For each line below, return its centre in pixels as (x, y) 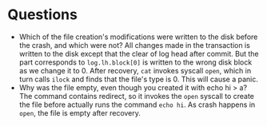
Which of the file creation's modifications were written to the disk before (138, 37)
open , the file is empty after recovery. (80, 112)
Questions (42, 15)
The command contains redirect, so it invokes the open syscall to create (137, 96)
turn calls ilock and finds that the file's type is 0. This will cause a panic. (139, 79)
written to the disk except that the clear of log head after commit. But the (139, 53)
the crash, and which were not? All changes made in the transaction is (135, 45)
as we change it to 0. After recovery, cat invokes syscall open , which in (135, 70)
